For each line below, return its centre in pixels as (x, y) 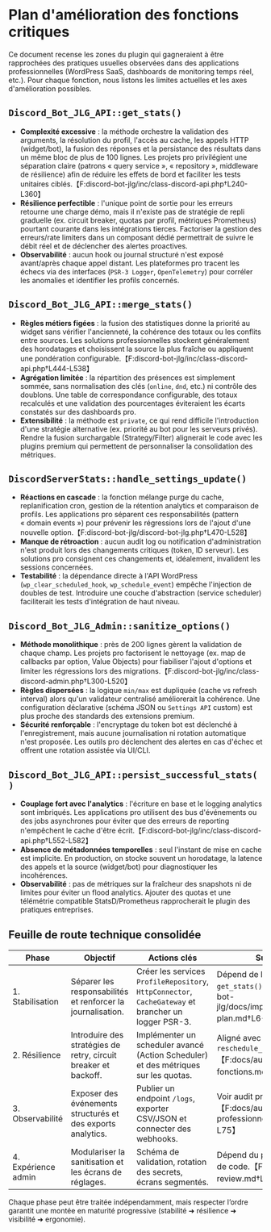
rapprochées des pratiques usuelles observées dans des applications (124, 63)
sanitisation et (97, 1162)
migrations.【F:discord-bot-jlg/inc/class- (192, 671)
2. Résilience (37, 1055)
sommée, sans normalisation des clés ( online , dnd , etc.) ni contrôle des (138, 386)
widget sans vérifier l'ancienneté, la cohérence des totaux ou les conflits (141, 332)
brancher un (159, 1012)
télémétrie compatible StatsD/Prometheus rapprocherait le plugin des (135, 901)
